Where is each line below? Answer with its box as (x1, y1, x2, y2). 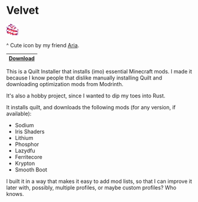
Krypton (14, 160, 35, 167)
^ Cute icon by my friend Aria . (6, 41, 80, 48)
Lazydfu (14, 147, 35, 154)
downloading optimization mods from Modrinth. (6, 80, 124, 87)
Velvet (6, 4, 39, 17)
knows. (6, 190, 24, 197)
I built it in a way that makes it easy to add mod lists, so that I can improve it (6, 177, 193, 185)
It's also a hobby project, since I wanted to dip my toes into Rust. (6, 92, 166, 99)
